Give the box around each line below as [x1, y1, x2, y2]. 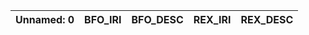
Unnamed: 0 [15, 13, 75, 26]
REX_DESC [240, 13, 294, 26]
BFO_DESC [131, 13, 184, 26]
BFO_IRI [84, 13, 122, 26]
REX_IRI [193, 13, 232, 26]
